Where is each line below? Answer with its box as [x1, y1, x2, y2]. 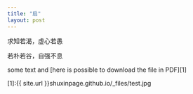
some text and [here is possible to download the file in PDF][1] [7, 65, 187, 74]
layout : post [7, 17, 46, 24]
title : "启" [7, 10, 41, 17]
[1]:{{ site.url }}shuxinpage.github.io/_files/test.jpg [7, 79, 152, 87]
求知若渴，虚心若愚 [7, 36, 63, 45]
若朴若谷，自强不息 [7, 52, 63, 60]
